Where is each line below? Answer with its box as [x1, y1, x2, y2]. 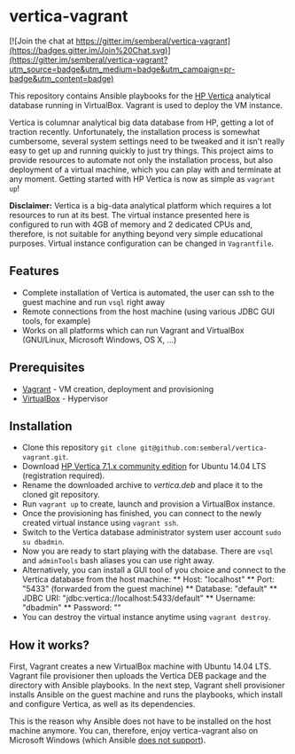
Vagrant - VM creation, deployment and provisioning [21, 383, 214, 394]
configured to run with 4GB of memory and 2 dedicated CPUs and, [9, 219, 253, 230]
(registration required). [21, 470, 105, 481]
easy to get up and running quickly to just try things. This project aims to [9, 145, 274, 156]
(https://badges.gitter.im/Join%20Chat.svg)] [9, 44, 171, 55]
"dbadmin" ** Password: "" [21, 602, 121, 613]
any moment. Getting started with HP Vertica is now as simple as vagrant [9, 173, 276, 184]
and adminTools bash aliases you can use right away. [21, 555, 215, 566]
